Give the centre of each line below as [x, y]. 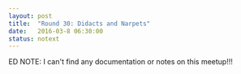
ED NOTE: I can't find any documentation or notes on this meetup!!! [120, 62]
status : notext [34, 39]
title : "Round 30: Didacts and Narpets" [80, 24]
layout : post [30, 16]
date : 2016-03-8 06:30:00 [56, 31]
